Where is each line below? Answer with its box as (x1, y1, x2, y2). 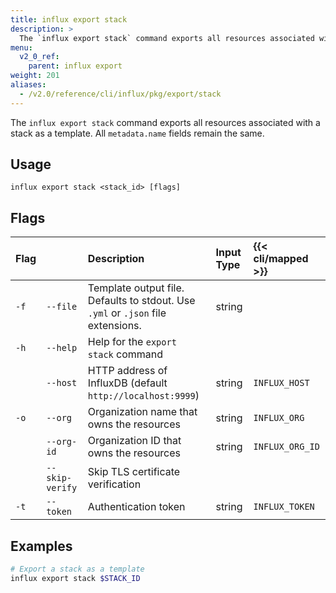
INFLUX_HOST (253, 377, 310, 389)
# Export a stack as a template (10, 564, 145, 575)
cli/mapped (253, 252, 309, 266)
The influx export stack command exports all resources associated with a (10, 116, 321, 128)
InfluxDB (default (87, 376, 168, 390)
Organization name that (87, 405, 198, 419)
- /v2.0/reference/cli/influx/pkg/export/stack (19, 89, 222, 99)
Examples (10, 537, 73, 555)
